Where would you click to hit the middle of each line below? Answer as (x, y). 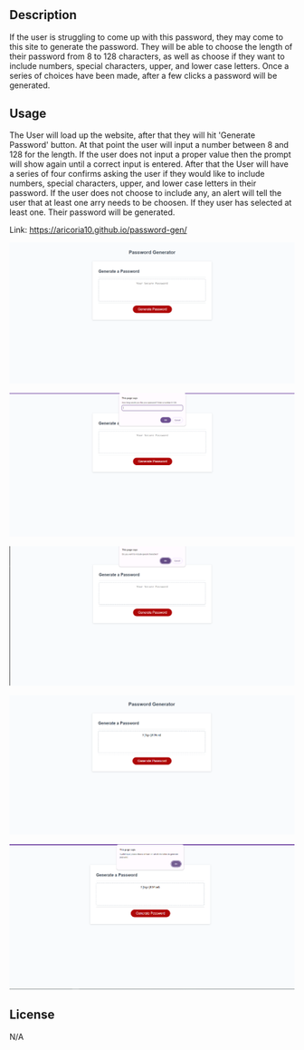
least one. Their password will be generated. (92, 212)
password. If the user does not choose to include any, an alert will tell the (146, 193)
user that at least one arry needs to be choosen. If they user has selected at (151, 203)
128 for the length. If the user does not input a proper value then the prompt (150, 155)
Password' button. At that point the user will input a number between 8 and (149, 145)
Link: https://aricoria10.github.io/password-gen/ (98, 230)
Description (43, 15)
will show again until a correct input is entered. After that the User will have (149, 164)
